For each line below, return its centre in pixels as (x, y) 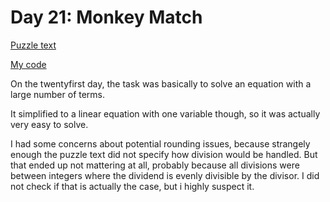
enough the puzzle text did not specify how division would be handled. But (164, 154)
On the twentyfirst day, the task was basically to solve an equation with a (161, 83)
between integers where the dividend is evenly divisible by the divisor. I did (165, 175)
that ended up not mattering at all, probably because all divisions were (155, 165)
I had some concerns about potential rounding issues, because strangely (160, 143)
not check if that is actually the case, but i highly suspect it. (132, 186)
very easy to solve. (49, 124)
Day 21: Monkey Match (106, 17)
